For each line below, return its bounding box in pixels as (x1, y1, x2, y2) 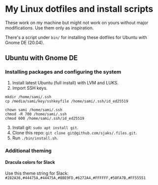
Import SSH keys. (12, 85, 48, 91)
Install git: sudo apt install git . (12, 124, 79, 131)
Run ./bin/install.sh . (12, 135, 58, 141)
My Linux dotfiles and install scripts (5, 3, 154, 15)
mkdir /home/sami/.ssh (5, 94, 52, 99)
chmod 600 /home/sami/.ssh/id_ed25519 (5, 116, 84, 121)
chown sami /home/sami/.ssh (5, 107, 63, 112)
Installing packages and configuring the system (5, 69, 122, 76)
